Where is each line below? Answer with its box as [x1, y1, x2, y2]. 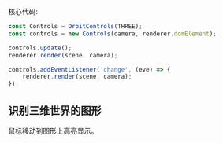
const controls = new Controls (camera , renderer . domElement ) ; [8, 30, 217, 38]
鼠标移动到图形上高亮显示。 [8, 126, 98, 135]
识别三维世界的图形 [8, 104, 102, 117]
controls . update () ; [8, 44, 72, 52]
